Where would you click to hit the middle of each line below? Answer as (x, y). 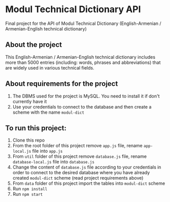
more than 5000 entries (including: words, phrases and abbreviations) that (83, 62)
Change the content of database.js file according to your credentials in (87, 167)
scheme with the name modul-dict (48, 112)
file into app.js (47, 151)
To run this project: (36, 128)
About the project (34, 45)
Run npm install (30, 189)
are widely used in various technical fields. (50, 68)
